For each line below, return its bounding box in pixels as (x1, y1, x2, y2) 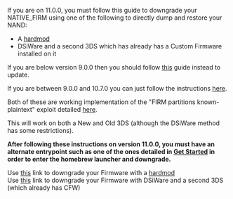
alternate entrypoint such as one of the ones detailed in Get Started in (7, 148, 215, 155)
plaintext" (7, 105, 35, 113)
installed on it (17, 49, 57, 58)
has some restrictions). (7, 127, 74, 134)
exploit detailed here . (36, 105, 98, 113)
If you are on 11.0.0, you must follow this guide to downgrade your (7, 6, 198, 14)
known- (197, 98, 220, 106)
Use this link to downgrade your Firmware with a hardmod (7, 169, 175, 176)
